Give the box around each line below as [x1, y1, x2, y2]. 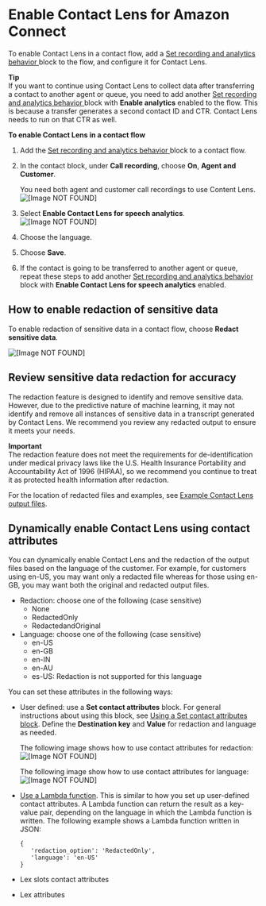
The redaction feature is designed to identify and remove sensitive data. [8, 391, 244, 402]
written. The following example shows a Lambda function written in [19, 816, 240, 826]
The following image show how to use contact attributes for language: [19, 767, 249, 777]
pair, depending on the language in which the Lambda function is [39, 808, 253, 817]
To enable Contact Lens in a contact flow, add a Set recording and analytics [8, 48, 256, 58]
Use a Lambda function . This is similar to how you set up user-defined [19, 791, 250, 800]
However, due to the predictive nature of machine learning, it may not [8, 400, 236, 410]
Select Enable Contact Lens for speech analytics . [19, 208, 185, 218]
